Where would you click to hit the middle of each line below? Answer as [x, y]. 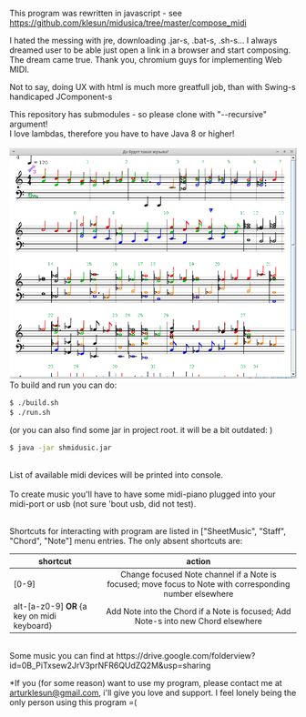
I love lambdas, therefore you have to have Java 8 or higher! [122, 134]
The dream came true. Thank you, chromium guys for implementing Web [146, 60]
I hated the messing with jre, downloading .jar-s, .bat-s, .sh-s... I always [143, 40]
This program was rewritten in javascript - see [96, 13]
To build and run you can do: [63, 385]
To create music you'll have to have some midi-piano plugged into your [143, 494]
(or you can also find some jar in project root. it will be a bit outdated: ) [141, 430]
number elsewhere [199, 593]
